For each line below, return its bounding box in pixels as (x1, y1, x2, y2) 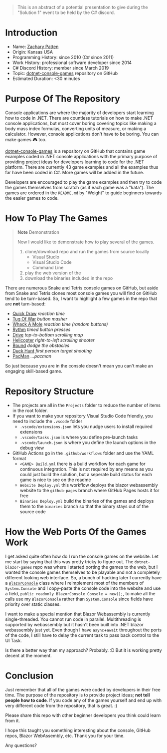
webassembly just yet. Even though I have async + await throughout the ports (5, 627, 162, 633)
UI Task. (5, 637, 22, 643)
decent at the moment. (5, 652, 52, 658)
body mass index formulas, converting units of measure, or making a (5, 125, 147, 132)
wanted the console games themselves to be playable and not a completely (5, 569, 161, 575)
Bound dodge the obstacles (12, 342, 70, 348)
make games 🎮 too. (5, 136, 47, 142)
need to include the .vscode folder (12, 418, 83, 424)
